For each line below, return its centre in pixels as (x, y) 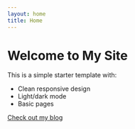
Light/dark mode (42, 96)
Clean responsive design (54, 89)
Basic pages (36, 104)
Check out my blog (35, 118)
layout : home (27, 14)
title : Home (25, 21)
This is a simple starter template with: (62, 75)
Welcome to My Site (67, 56)
